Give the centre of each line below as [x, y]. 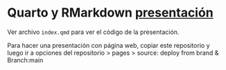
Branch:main [25, 60]
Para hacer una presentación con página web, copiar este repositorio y [108, 45]
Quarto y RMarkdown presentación [110, 13]
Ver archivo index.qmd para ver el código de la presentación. [93, 32]
